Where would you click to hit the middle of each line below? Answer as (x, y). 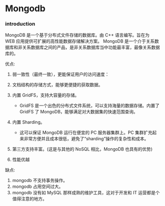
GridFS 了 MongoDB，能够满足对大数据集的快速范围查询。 (79, 112)
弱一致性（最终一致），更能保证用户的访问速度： (61, 75)
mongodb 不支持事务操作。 (40, 180)
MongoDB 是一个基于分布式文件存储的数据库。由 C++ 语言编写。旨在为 (77, 35)
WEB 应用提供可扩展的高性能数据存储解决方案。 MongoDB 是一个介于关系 (80, 41)
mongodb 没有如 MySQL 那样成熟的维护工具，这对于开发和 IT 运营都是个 (86, 193)
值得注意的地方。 (29, 199)
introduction (20, 24)
